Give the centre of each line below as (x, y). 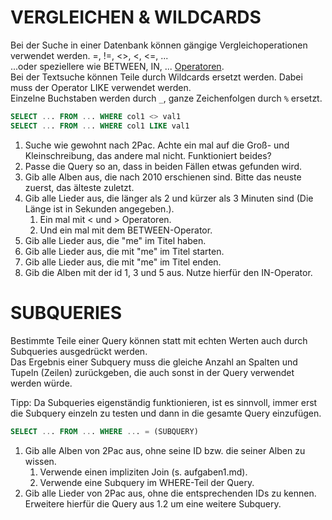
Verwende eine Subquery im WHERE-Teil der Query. (147, 482)
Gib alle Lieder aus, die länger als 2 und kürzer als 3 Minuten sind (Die (169, 198)
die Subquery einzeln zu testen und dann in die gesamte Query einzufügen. (166, 413)
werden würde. (41, 383)
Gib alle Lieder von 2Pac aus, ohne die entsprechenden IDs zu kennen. (170, 493)
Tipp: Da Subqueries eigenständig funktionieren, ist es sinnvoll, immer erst (164, 402)
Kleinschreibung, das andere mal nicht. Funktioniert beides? (148, 155)
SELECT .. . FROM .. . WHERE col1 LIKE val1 (100, 126)
